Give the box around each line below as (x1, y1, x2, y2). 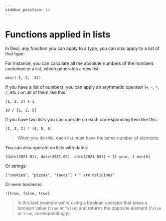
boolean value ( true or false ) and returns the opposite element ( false (17, 205, 162, 211)
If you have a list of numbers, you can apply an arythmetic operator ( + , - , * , (5, 84, 160, 90)
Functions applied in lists (5, 28, 111, 40)
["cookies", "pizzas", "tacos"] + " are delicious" (5, 173, 115, 178)
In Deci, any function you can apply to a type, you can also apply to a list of (5, 45, 160, 51)
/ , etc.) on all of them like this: (5, 89, 67, 95)
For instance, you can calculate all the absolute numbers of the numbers (5, 60, 154, 66)
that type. (5, 50, 25, 56)
